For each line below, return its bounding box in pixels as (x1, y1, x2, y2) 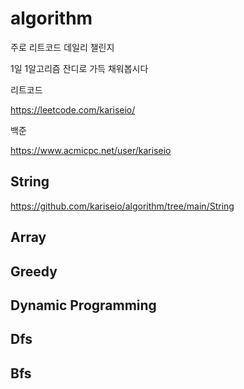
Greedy (10, 263, 58, 280)
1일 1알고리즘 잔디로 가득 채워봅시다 (10, 62, 149, 74)
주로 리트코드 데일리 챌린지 (10, 41, 115, 53)
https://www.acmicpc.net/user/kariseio (10, 144, 172, 156)
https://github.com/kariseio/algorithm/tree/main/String (10, 200, 235, 212)
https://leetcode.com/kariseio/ (10, 103, 136, 116)
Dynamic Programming (10, 297, 157, 314)
